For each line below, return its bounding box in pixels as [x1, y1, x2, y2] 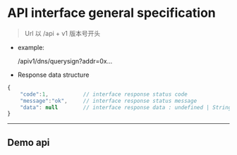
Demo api [7, 136, 50, 149]
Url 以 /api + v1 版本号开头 [24, 29, 101, 37]
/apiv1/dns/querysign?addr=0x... [17, 56, 113, 65]
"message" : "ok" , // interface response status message [20, 97, 197, 104]
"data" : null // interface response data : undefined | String [20, 104, 232, 111]
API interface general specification [7, 5, 217, 21]
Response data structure [17, 70, 90, 79]
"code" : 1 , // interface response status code [20, 90, 188, 98]
